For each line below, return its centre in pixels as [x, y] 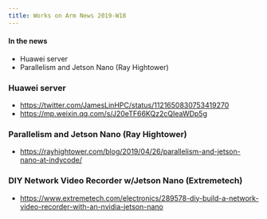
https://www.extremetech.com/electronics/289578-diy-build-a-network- [139, 198]
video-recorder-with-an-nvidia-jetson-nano [91, 206]
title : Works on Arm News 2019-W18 [67, 16]
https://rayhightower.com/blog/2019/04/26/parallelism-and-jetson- [130, 151]
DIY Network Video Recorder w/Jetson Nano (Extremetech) [126, 181]
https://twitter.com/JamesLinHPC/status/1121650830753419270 [124, 105]
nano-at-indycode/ [51, 160]
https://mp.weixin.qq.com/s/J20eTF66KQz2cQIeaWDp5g [114, 114]
